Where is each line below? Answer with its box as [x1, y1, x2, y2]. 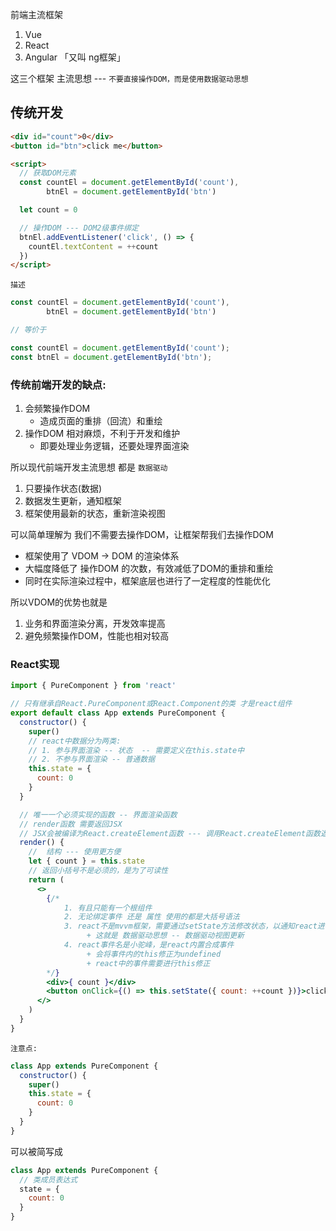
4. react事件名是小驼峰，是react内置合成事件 [63, 940, 235, 950]
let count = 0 [19, 205, 78, 215]
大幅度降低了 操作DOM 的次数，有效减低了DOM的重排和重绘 [24, 562, 274, 574]
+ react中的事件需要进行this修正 [86, 958, 211, 968]
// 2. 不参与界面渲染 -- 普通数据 [28, 754, 156, 765]
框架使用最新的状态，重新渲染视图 [24, 507, 166, 519]
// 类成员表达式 [19, 1174, 78, 1185]
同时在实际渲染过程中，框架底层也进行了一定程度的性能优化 [24, 574, 271, 587]
